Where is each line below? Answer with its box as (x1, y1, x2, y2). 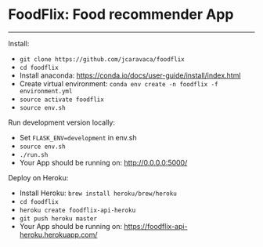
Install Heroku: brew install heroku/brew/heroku (19, 188, 178, 198)
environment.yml (19, 87, 73, 95)
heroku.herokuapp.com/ (19, 230, 98, 239)
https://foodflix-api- (124, 221, 188, 231)
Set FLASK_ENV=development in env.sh (19, 133, 137, 142)
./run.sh (19, 151, 49, 158)
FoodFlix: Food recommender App (8, 5, 234, 24)
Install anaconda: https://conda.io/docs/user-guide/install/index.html (19, 71, 241, 80)
